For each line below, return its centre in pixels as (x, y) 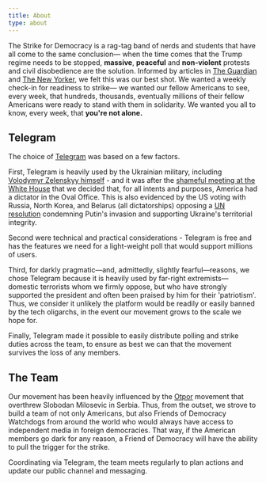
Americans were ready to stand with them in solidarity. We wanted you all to (132, 105)
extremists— (208, 279)
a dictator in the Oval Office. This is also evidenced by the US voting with (127, 197)
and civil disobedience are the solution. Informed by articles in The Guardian (133, 70)
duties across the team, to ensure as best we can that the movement (120, 344)
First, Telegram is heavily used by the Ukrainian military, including (115, 172)
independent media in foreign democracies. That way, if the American (122, 430)
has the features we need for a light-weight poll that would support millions (131, 246)
